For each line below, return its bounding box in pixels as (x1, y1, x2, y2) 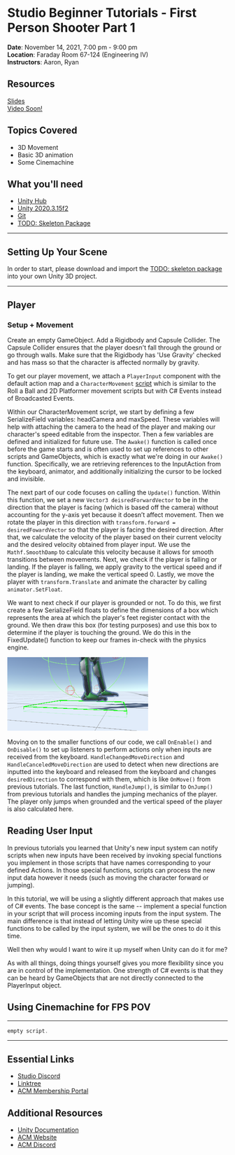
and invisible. (7, 474, 45, 483)
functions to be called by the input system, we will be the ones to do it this (7, 924, 222, 932)
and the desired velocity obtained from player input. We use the (7, 540, 191, 548)
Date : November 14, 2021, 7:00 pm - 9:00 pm (7, 43, 138, 51)
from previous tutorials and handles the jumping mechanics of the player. (7, 789, 218, 798)
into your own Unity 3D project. (7, 272, 98, 281)
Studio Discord (17, 1072, 61, 1080)
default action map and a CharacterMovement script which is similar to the (7, 379, 217, 387)
